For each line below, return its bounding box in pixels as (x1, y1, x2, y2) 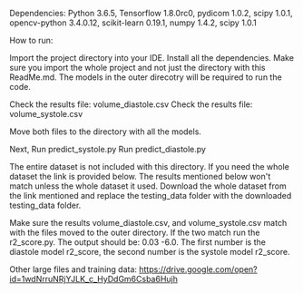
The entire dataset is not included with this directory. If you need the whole (9, 161, 290, 171)
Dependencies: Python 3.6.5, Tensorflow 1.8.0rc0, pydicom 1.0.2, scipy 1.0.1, (9, 8, 293, 18)
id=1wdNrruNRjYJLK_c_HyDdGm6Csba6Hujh (9, 274, 179, 284)
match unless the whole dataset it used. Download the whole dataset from (9, 181, 288, 191)
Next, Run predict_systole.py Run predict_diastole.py (9, 144, 207, 154)
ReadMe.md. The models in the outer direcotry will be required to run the (9, 72, 283, 83)
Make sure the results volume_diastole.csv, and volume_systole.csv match (9, 218, 288, 228)
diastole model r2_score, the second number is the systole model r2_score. (9, 247, 290, 257)
